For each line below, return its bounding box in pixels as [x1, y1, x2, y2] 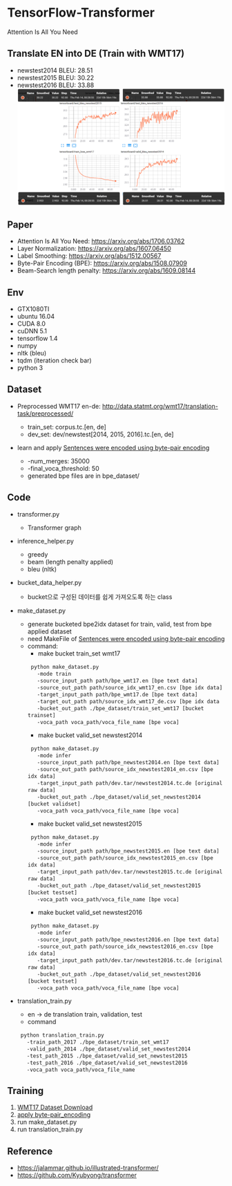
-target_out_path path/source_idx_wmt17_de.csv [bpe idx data [37, 698, 220, 705]
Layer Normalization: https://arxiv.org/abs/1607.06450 [17, 244, 171, 253]
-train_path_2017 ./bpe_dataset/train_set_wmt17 [26, 1039, 169, 1046]
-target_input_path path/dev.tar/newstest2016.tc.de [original [37, 956, 223, 964]
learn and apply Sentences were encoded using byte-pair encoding [17, 443, 210, 452]
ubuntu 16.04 [17, 313, 55, 321]
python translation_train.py [20, 1032, 105, 1039]
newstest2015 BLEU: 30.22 [17, 73, 95, 82]
